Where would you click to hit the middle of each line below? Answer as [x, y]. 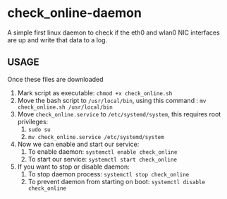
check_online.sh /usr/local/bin [65, 107]
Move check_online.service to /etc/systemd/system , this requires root [119, 114]
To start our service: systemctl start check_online [103, 159]
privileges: [33, 121]
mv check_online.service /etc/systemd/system [96, 137]
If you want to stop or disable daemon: [73, 167]
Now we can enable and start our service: [78, 144]
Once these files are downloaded [55, 79]
